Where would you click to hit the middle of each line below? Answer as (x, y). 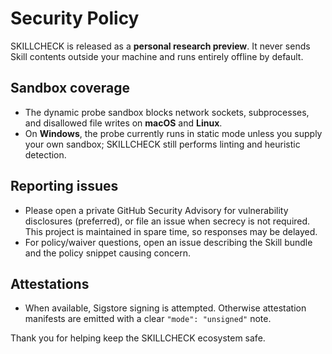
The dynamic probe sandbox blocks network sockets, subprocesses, (167, 112)
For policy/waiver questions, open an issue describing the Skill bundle (168, 242)
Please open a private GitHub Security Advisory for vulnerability (156, 210)
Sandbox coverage (70, 88)
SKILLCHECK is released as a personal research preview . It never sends (160, 46)
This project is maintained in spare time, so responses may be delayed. (171, 231)
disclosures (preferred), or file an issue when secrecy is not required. (167, 221)
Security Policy (75, 18)
